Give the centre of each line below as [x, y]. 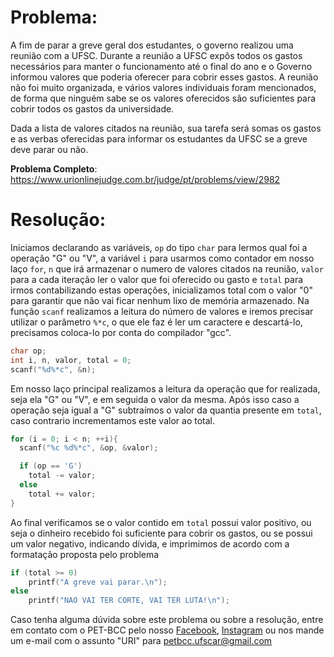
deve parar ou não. [49, 149]
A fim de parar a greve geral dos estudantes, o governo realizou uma [152, 45]
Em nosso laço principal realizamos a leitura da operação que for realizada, [165, 388]
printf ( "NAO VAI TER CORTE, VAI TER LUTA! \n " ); [129, 601]
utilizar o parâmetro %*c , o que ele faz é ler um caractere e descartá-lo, [156, 322]
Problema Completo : [54, 168]
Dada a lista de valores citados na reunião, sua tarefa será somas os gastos [166, 128]
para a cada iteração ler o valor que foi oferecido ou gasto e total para [157, 279]
